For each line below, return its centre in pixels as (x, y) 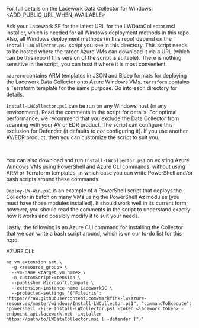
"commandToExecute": (167, 304)
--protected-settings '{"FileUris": (57, 293)
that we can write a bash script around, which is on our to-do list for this (94, 234)
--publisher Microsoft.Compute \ (53, 283)
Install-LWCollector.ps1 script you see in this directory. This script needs (97, 45)
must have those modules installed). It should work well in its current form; (97, 203)
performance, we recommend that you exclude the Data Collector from (93, 118)
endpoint (17, 314)
